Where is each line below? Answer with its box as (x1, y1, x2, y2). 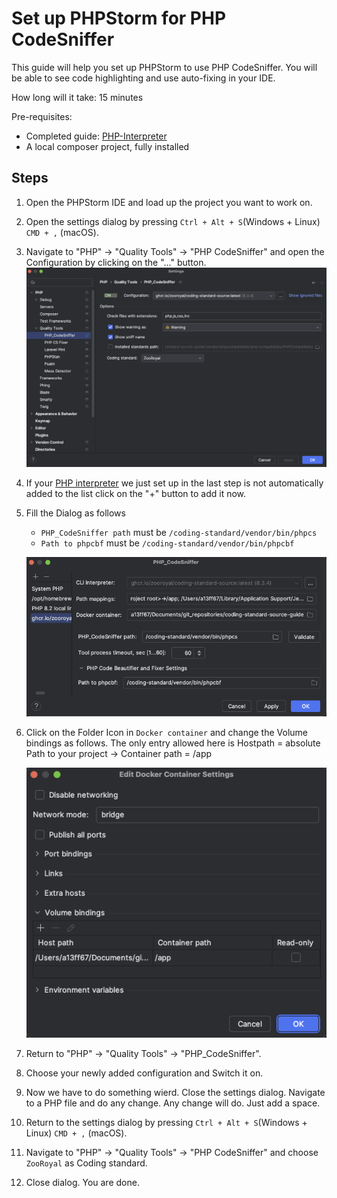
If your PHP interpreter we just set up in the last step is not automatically (25, 477, 324, 489)
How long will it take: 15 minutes (11, 91, 144, 103)
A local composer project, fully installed (25, 140, 190, 152)
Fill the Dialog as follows (25, 507, 126, 519)
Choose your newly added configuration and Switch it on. (25, 1067, 264, 1079)
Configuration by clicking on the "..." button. (25, 256, 207, 268)
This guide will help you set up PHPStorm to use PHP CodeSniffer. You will (11, 61, 318, 73)
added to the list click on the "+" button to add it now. (25, 488, 247, 500)
